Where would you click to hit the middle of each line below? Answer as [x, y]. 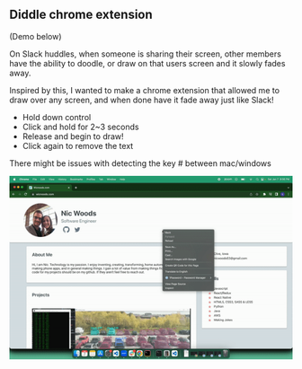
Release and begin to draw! [73, 136]
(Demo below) [36, 36]
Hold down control [57, 117]
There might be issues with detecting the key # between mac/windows [140, 163]
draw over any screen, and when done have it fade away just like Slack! [142, 100]
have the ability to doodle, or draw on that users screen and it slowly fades [147, 63]
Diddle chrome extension [81, 15]
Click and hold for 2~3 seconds [80, 127]
